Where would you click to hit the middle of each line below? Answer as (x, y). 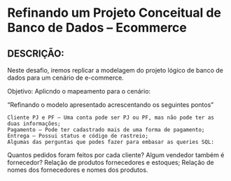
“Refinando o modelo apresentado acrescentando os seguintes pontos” (111, 105)
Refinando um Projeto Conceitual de (114, 13)
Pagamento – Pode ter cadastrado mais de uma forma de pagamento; (106, 130)
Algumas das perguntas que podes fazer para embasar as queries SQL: (111, 142)
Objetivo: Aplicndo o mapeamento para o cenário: (79, 91)
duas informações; (34, 124)
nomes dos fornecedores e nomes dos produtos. (78, 170)
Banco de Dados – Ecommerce (97, 28)
